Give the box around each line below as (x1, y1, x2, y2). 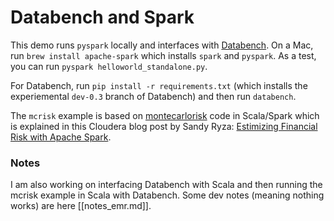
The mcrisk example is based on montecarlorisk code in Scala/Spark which (10, 109, 320, 121)
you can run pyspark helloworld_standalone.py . (10, 60, 208, 72)
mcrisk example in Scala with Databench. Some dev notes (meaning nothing (10, 189, 325, 201)
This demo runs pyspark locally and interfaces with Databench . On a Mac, (10, 39, 314, 51)
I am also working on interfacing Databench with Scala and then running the (10, 179, 323, 191)
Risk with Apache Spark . (10, 131, 112, 143)
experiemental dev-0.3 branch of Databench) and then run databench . (10, 90, 297, 102)
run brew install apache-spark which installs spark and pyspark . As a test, (10, 49, 317, 61)
